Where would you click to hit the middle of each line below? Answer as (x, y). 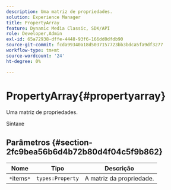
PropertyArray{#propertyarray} (86, 96)
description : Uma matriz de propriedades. (59, 12)
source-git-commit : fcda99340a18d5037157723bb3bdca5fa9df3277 (85, 45)
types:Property (58, 178)
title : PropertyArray (33, 23)
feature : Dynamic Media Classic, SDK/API (58, 28)
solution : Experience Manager (44, 17)
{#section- (72, 142)
